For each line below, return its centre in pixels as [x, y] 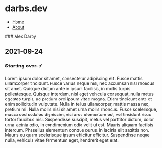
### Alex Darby [21, 36]
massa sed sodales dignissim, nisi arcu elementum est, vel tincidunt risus [78, 114]
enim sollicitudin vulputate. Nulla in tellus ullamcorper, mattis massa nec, [78, 104]
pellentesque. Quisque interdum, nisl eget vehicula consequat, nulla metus [80, 94]
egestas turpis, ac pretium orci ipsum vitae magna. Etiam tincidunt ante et [79, 99]
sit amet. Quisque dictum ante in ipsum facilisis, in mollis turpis [68, 88]
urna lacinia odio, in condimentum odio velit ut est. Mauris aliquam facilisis [79, 125]
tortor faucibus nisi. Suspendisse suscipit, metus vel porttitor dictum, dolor [80, 119]
